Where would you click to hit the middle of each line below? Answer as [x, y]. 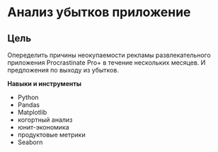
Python [28, 97]
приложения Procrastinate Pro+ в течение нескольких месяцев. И [107, 63]
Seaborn [30, 142]
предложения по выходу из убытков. [63, 70]
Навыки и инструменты [44, 84]
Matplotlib [32, 112]
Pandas [29, 105]
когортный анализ [45, 120]
